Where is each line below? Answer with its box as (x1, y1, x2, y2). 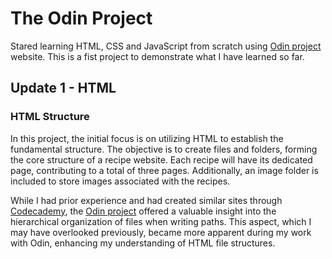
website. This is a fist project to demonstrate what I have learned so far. (10, 50, 305, 62)
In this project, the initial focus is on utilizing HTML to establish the (10, 132, 284, 144)
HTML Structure (10, 110, 90, 124)
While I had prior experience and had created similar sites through (10, 194, 283, 206)
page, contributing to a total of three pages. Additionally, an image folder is (10, 164, 319, 176)
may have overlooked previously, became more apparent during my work (10, 226, 312, 238)
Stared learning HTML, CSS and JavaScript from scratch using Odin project (10, 40, 322, 52)
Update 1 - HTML (10, 80, 117, 97)
